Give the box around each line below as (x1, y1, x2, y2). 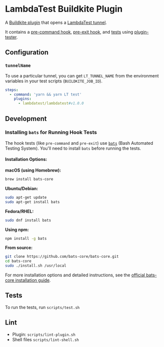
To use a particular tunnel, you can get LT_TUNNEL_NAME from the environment (5, 73, 159, 78)
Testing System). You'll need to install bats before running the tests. (5, 145, 142, 151)
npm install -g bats (5, 236, 47, 241)
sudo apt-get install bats (5, 199, 60, 204)
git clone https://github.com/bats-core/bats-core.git (5, 254, 119, 259)
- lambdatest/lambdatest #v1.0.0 (18, 101, 84, 106)
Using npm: (5, 227, 29, 232)
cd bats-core (5, 259, 32, 264)
